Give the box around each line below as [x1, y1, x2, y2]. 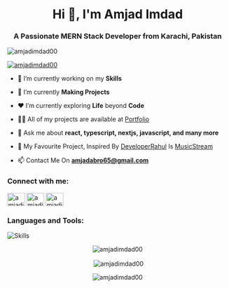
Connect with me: [7, 177, 69, 186]
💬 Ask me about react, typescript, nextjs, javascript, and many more [17, 129, 219, 137]
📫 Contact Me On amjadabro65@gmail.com [17, 156, 149, 165]
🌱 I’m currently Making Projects [17, 88, 110, 97]
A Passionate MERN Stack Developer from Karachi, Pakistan [13, 32, 222, 41]
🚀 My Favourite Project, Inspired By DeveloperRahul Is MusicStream [17, 142, 214, 151]
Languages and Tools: [7, 215, 84, 225]
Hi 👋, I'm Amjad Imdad [52, 6, 183, 22]
